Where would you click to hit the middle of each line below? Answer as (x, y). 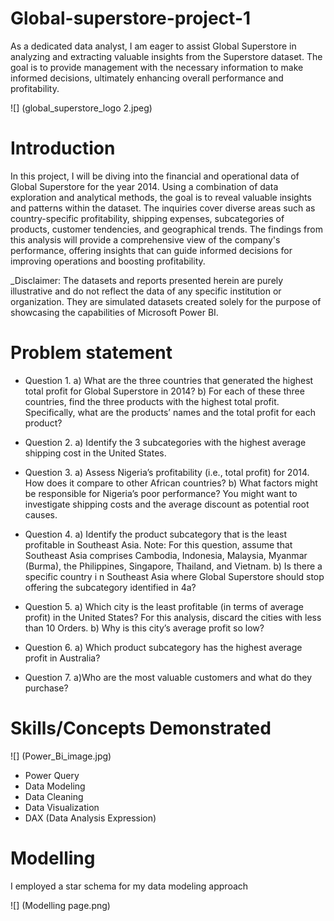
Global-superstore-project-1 (131, 18)
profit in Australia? (62, 658)
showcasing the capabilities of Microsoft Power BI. (114, 312)
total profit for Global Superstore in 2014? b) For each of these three (164, 391)
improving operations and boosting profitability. (108, 261)
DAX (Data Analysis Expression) (90, 818)
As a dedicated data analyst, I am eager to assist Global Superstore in (153, 46)
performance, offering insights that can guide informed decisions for (151, 250)
